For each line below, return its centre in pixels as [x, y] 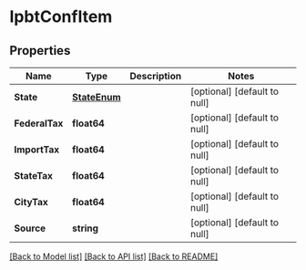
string [85, 228]
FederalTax [39, 123]
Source [30, 228]
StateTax [33, 176]
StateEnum [97, 97]
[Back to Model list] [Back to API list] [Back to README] [114, 256]
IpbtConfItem [61, 17]
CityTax [31, 202]
